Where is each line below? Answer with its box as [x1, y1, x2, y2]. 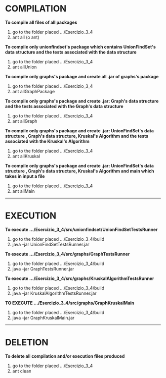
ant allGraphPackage [12, 88, 55, 94]
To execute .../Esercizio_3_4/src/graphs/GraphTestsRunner [5, 251, 130, 257]
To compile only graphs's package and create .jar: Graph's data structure [5, 98, 159, 104]
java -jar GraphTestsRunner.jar [12, 266, 75, 271]
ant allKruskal [12, 153, 41, 159]
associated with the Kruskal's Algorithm [5, 138, 90, 144]
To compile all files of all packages [5, 19, 78, 25]
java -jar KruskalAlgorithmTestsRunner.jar [12, 290, 97, 296]
